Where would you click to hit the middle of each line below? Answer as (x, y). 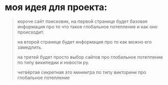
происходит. (31, 32)
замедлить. (30, 47)
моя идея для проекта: (56, 7)
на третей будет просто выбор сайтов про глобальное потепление (90, 57)
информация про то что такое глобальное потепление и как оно (87, 26)
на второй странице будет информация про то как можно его (85, 41)
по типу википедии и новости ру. (53, 62)
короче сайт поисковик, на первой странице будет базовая (82, 21)
